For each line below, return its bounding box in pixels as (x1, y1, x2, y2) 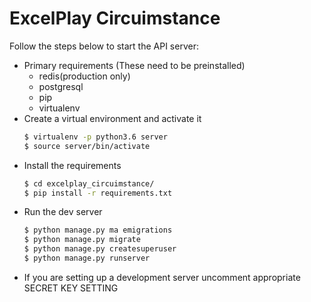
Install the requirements (23, 159, 122, 171)
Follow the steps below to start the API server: (9, 40, 199, 52)
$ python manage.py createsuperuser (23, 244, 177, 254)
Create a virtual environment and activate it (23, 112, 202, 124)
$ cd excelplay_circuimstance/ (23, 178, 155, 189)
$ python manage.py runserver (23, 253, 151, 264)
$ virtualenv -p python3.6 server (23, 132, 168, 142)
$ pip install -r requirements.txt (23, 188, 173, 198)
